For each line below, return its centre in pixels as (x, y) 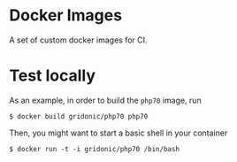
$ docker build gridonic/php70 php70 (79, 116)
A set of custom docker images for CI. (78, 40)
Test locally (52, 76)
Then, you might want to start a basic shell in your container (119, 133)
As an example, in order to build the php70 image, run (105, 100)
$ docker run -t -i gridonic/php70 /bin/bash (94, 149)
